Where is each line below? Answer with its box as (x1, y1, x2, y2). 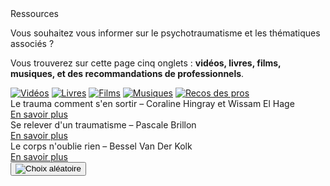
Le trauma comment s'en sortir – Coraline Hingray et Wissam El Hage (10, 98, 295, 109)
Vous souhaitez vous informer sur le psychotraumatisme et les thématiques (10, 27, 321, 39)
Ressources (10, 8, 60, 19)
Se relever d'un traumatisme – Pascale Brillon (10, 119, 197, 131)
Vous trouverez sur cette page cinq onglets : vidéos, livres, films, (10, 57, 282, 69)
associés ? (10, 38, 55, 49)
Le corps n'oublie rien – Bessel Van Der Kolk (10, 140, 193, 152)
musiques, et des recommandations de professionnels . (10, 68, 245, 79)
